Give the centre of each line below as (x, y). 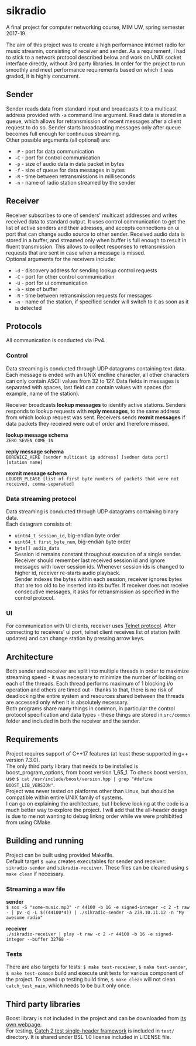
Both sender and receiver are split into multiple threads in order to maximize (97, 671)
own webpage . (24, 1025)
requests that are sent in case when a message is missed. (76, 253)
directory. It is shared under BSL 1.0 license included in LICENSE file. (89, 1037)
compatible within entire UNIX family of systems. (65, 797)
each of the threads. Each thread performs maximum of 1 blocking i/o (90, 684)
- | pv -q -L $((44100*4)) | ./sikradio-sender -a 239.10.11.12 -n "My (95, 913)
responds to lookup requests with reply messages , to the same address (93, 411)
